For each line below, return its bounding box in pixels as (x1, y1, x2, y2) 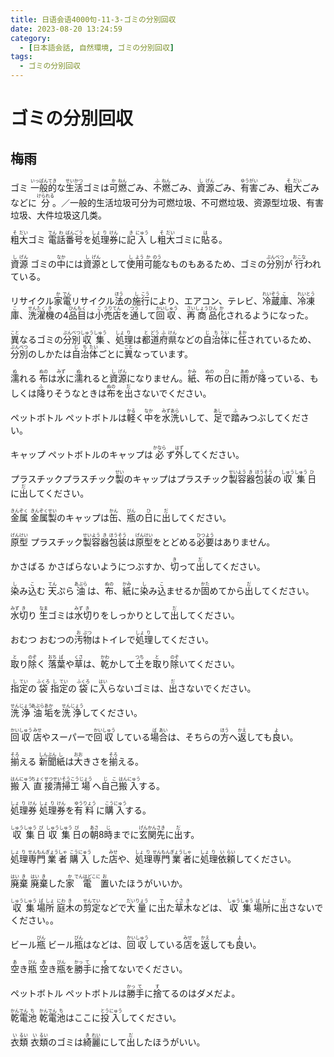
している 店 (148, 939, 193, 950)
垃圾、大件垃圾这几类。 (10, 209, 107, 221)
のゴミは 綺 (47, 1036, 92, 1048)
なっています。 (133, 348, 193, 360)
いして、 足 (178, 412, 223, 423)
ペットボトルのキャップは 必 (47, 449, 167, 460)
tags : (10, 52, 33, 62)
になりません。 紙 (126, 372, 197, 384)
